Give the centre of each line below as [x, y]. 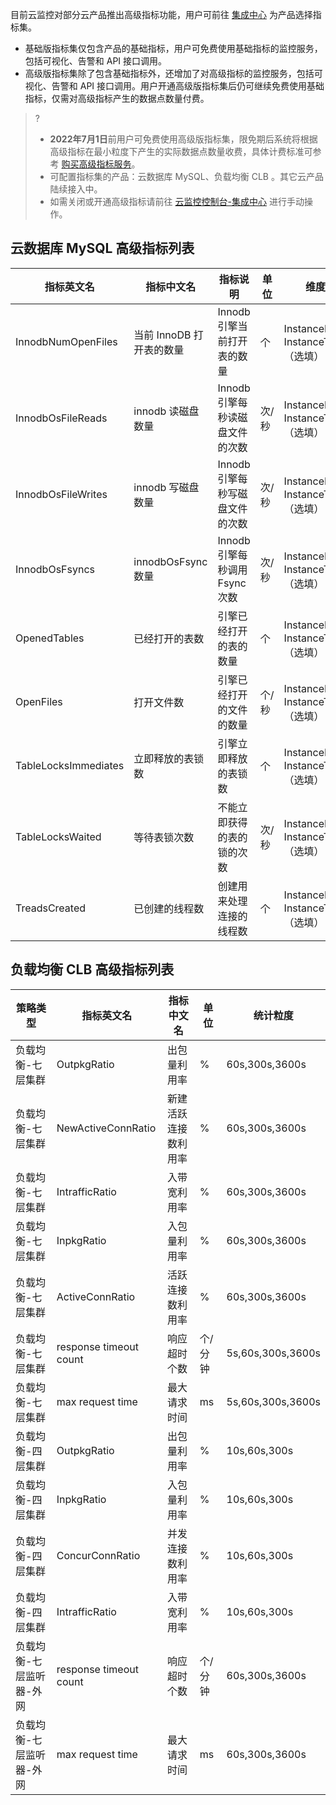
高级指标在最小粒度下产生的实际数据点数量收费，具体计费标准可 [181, 151]
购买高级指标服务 [96, 164]
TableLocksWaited [58, 836]
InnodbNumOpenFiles [66, 341]
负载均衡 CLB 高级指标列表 [92, 969]
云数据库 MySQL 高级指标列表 [102, 248]
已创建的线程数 [169, 908]
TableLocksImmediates [70, 765]
